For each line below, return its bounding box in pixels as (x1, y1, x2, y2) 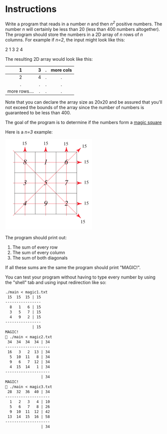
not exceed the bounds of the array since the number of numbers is (5, 105, 145, 111)
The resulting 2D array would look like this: (5, 56, 93, 62)
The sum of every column (12, 250, 66, 256)
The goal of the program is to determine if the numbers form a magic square (5, 120, 162, 126)
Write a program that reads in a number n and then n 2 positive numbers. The (5, 20, 163, 27)
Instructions (5, 3, 57, 15)
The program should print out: (5, 235, 67, 241)
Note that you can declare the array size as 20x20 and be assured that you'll (5, 99, 163, 105)
